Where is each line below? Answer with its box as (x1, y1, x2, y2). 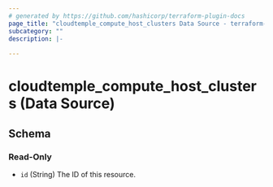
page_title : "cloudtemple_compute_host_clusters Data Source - (8, 20, 227, 28)
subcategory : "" (8, 27, 63, 35)
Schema (8, 127, 51, 141)
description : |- (8, 34, 63, 43)
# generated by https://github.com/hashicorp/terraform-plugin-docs (8, 11, 245, 20)
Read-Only (8, 151, 53, 163)
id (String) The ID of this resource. (19, 170, 136, 179)
